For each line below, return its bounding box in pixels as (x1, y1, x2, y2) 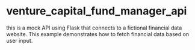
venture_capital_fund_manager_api (6, 4, 187, 18)
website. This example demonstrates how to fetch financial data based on (6, 30, 190, 37)
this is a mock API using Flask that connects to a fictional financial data (6, 24, 182, 31)
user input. (6, 37, 33, 44)
